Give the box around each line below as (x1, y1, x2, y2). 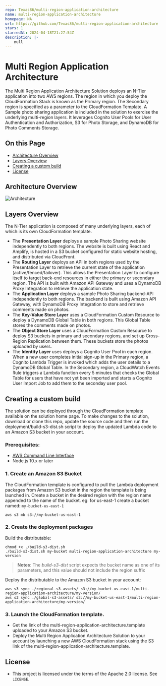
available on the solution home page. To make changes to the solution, (5, 413, 150, 419)
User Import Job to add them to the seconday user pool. (12, 380, 127, 386)
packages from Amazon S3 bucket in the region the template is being (5, 487, 147, 493)
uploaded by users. (12, 343, 52, 350)
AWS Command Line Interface (12, 452, 74, 459)
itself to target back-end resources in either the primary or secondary (12, 275, 155, 281)
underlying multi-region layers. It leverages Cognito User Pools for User (5, 114, 152, 120)
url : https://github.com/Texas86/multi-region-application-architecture (5, 21, 159, 26)
